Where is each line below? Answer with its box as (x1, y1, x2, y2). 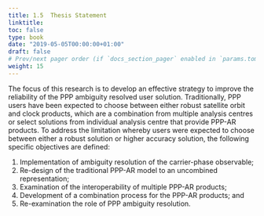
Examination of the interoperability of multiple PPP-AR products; (19, 182, 227, 192)
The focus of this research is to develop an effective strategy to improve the (8, 84, 254, 93)
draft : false (8, 48, 51, 56)
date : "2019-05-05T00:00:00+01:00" (8, 41, 125, 49)
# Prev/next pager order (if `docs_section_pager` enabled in (8, 56, 216, 63)
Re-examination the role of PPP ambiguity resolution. (19, 199, 191, 208)
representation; (19, 174, 69, 183)
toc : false (8, 26, 44, 34)
